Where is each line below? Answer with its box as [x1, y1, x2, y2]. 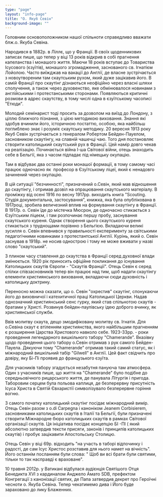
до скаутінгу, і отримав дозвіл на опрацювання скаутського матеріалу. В [5, 186, 158, 192]
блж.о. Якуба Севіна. [5, 40, 49, 45]
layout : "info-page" [5, 12, 47, 17]
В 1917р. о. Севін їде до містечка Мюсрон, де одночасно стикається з [5, 207, 150, 213]
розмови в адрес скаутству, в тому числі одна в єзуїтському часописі [5, 96, 152, 102]
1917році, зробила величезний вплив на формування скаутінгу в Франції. [5, 202, 157, 208]
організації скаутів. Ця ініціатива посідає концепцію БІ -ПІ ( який [5, 421, 140, 427]
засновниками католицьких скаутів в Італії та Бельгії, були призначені [5, 410, 152, 416]
